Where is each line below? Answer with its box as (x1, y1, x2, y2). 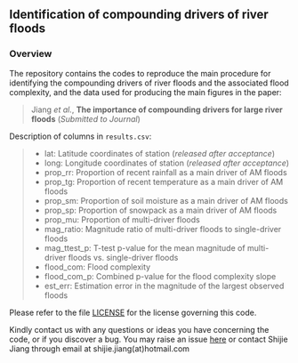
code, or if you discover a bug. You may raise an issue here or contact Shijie (9, 334, 288, 344)
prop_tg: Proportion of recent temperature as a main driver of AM (44, 176, 284, 187)
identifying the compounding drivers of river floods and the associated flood (9, 77, 289, 88)
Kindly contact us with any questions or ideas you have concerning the (9, 324, 270, 335)
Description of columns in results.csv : (9, 131, 152, 141)
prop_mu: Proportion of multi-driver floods (44, 214, 200, 225)
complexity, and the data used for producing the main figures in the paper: (9, 86, 282, 97)
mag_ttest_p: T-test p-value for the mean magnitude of (44, 242, 246, 253)
